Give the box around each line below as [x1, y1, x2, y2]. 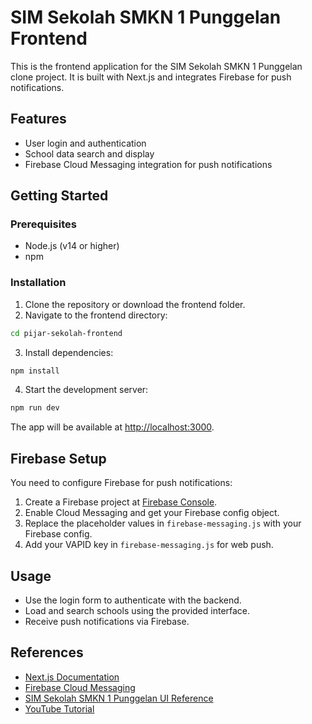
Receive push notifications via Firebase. [24, 615, 190, 627]
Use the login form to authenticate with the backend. [24, 594, 242, 606]
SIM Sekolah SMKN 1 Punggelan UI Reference [24, 692, 214, 704]
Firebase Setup [10, 450, 107, 467]
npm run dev [10, 403, 60, 413]
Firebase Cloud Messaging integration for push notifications [24, 158, 273, 170]
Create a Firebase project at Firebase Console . [24, 496, 218, 508]
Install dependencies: [24, 346, 114, 358]
